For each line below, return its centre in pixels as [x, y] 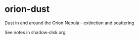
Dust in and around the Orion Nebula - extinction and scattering [69, 23]
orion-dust [27, 9]
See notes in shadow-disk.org [35, 32]
